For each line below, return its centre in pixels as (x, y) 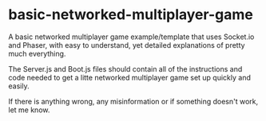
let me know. (29, 110)
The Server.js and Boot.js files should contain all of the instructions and (125, 68)
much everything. (37, 53)
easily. (19, 86)
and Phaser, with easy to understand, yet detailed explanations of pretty (127, 45)
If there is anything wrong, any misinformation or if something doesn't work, (133, 101)
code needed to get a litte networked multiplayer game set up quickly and (130, 77)
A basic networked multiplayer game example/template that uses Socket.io (131, 37)
